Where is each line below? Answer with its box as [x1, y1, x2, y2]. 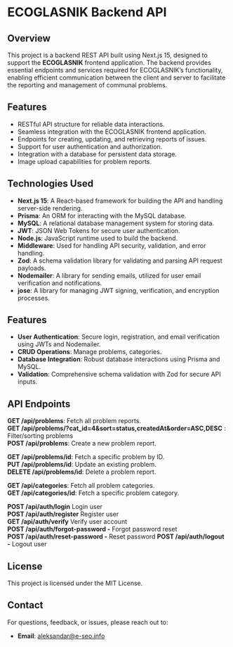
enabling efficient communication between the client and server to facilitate [7, 73, 226, 82]
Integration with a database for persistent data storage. [17, 149, 178, 158]
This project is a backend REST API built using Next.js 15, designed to [7, 51, 208, 59]
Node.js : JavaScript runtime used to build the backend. [17, 234, 178, 242]
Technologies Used [7, 177, 93, 190]
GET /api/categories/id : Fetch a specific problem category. [7, 489, 180, 497]
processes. [17, 294, 51, 302]
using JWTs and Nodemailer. [17, 340, 101, 348]
